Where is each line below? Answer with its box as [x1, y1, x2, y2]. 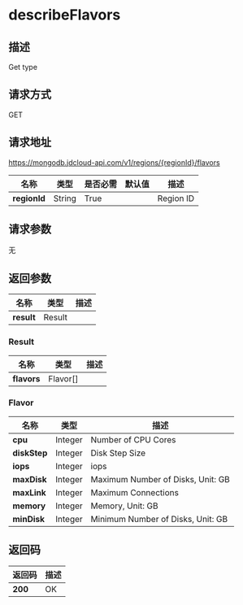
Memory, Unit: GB [90, 500, 158, 511]
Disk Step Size [90, 447, 146, 459]
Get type [8, 63, 38, 72]
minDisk [12, 513, 46, 524]
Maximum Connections [90, 486, 179, 498]
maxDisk [12, 473, 47, 485]
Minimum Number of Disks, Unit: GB [90, 513, 228, 524]
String [53, 193, 77, 204]
